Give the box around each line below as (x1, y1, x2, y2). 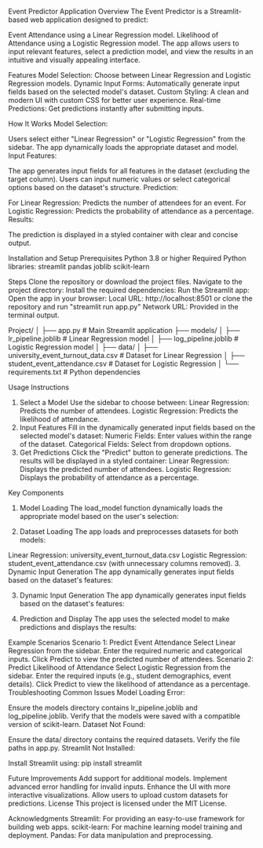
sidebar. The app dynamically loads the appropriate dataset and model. (8, 143, 239, 152)
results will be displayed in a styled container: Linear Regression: (19, 456, 229, 466)
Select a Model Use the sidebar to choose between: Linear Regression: (19, 398, 250, 407)
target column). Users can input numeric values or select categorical (8, 174, 230, 184)
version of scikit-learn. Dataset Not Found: (8, 720, 146, 729)
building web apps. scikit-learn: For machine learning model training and (8, 822, 243, 832)
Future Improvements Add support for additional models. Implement (8, 773, 228, 783)
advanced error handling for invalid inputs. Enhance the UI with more (8, 782, 231, 791)
